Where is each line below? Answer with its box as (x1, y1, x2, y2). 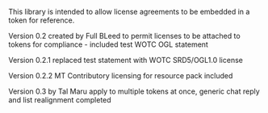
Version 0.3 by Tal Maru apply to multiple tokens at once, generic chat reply (8, 86, 260, 96)
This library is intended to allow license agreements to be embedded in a (8, 7, 250, 16)
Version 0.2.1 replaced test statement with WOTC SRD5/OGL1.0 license (8, 56, 244, 65)
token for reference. (8, 15, 75, 25)
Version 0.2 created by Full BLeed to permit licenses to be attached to (8, 31, 241, 40)
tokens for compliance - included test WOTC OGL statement (8, 40, 208, 49)
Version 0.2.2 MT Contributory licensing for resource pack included (8, 71, 233, 80)
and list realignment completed (8, 95, 111, 104)
